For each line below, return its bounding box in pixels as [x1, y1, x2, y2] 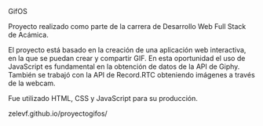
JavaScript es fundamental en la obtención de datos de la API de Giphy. [8, 62, 240, 71]
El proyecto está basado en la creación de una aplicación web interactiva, [8, 45, 247, 54]
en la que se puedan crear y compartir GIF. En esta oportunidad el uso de [8, 54, 246, 63]
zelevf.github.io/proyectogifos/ [8, 109, 108, 118]
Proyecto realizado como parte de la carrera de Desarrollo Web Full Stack [8, 22, 247, 31]
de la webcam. [8, 78, 57, 88]
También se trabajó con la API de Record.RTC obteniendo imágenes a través [8, 70, 255, 79]
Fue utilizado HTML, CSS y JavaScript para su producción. [8, 94, 198, 103]
